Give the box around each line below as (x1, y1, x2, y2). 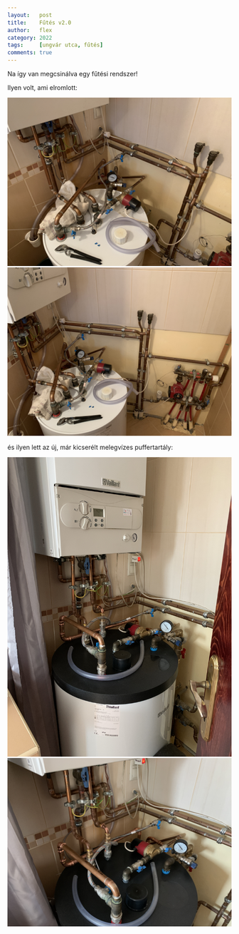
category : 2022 (7, 34, 53, 41)
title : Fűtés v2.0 (7, 19, 72, 26)
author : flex (7, 26, 53, 34)
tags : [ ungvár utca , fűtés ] (7, 41, 103, 49)
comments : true (7, 49, 53, 56)
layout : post (7, 11, 53, 19)
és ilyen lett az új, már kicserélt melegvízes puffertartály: (7, 443, 174, 451)
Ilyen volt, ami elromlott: (7, 83, 78, 92)
